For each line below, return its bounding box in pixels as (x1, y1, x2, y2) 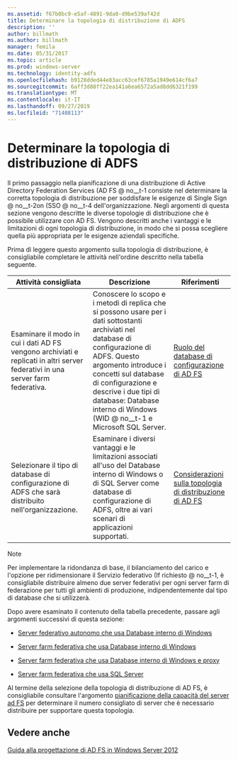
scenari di (92, 513, 126, 523)
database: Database (92, 395, 159, 405)
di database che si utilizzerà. (7, 593, 91, 602)
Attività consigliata (16, 277, 81, 287)
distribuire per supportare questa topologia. (7, 706, 135, 714)
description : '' (7, 23, 55, 31)
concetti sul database (92, 368, 164, 378)
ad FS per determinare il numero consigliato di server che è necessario (7, 699, 215, 707)
